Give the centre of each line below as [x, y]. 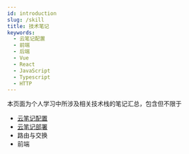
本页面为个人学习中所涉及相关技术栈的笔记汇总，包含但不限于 [94, 104]
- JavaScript [32, 70]
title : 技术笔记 [28, 26]
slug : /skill [26, 20]
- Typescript [32, 77]
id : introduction [32, 13]
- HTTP [23, 84]
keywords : [21, 33]
